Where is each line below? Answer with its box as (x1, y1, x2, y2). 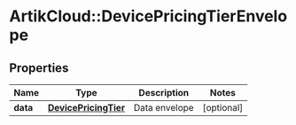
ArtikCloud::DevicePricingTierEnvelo (9, 6, 288, 27)
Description (138, 87, 190, 98)
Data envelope (133, 102, 194, 113)
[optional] (202, 102, 244, 113)
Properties (9, 60, 69, 75)
